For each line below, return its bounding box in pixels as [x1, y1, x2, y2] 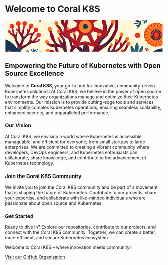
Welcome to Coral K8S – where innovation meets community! [5, 244, 131, 250]
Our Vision [5, 122, 31, 129]
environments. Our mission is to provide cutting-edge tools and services [5, 99, 154, 105]
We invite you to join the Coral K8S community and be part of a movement [5, 184, 158, 190]
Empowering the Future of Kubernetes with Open [5, 61, 161, 70]
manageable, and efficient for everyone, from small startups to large [5, 139, 146, 145]
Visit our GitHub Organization [5, 254, 65, 260]
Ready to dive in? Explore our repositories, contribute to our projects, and [5, 224, 156, 230]
